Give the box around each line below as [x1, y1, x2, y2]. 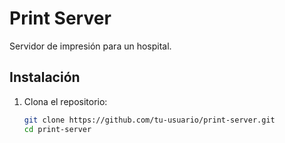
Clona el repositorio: [23, 95, 108, 107]
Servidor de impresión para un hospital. [9, 40, 172, 52]
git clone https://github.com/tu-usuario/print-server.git [23, 115, 276, 125]
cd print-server [23, 124, 92, 134]
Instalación [9, 69, 81, 86]
